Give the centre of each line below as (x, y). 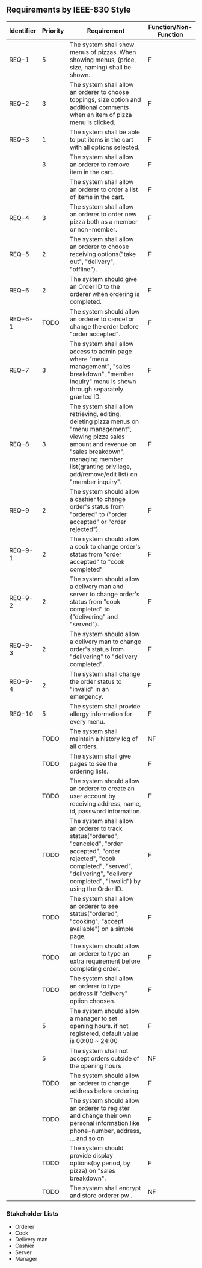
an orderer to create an (103, 788)
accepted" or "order (98, 522)
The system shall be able (105, 132)
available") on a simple (102, 929)
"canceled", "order (96, 844)
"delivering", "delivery (101, 874)
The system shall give (100, 756)
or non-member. (93, 229)
